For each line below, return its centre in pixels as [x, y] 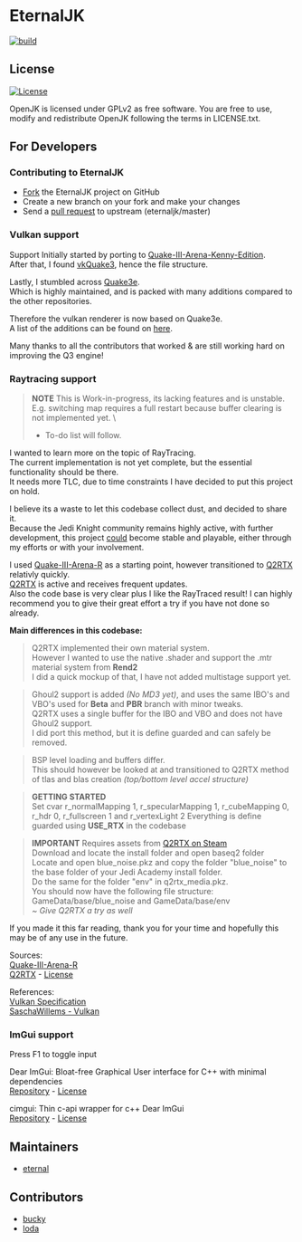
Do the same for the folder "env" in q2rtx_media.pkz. [130, 882]
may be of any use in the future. [69, 938]
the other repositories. [51, 301]
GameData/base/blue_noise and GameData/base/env [131, 901]
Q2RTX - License [42, 975]
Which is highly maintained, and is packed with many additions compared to [151, 291]
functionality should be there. [64, 473]
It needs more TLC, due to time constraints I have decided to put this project [151, 482]
